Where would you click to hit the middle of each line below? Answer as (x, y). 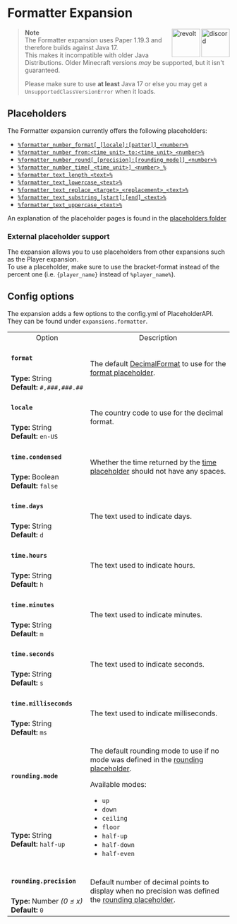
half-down (119, 845)
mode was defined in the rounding (147, 760)
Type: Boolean (35, 476)
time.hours (29, 555)
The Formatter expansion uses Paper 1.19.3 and (93, 40)
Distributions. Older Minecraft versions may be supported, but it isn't (124, 62)
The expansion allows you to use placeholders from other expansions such (116, 252)
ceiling (115, 819)
